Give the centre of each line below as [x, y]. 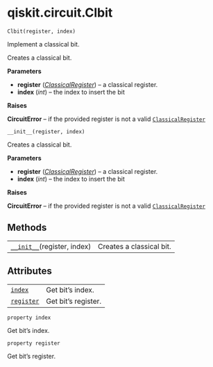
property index [29, 318]
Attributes [29, 271]
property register [34, 343]
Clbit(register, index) [42, 31]
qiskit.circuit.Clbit [60, 13]
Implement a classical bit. [43, 44]
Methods [27, 228]
